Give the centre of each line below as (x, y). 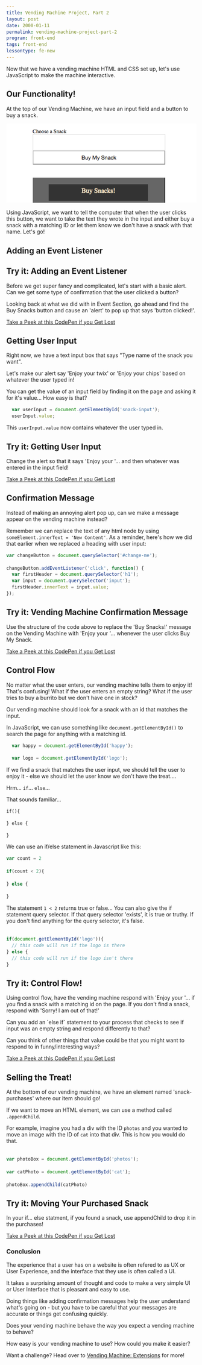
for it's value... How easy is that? (47, 398)
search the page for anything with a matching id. (66, 734)
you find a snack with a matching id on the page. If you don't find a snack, (98, 1004)
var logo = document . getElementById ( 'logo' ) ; (70, 758)
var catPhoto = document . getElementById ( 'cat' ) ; (68, 1172)
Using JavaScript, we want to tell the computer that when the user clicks (96, 213)
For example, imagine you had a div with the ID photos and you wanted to (97, 1128)
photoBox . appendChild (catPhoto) (47, 1185)
